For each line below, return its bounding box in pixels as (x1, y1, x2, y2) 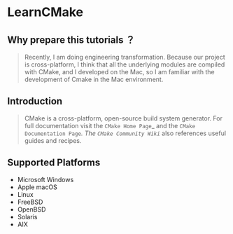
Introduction (7, 95, 63, 107)
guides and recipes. (24, 136, 82, 144)
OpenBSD (17, 205, 46, 214)
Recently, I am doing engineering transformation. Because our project (24, 53, 225, 61)
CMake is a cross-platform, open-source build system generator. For (24, 113, 223, 123)
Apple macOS (17, 183, 57, 191)
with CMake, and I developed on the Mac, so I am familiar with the (24, 68, 215, 76)
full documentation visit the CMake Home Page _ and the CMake (24, 121, 196, 130)
